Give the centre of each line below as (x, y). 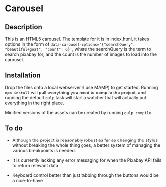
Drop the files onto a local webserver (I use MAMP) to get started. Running (82, 87)
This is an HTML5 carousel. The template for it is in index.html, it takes (77, 39)
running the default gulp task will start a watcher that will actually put (76, 97)
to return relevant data (35, 165)
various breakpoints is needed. (44, 150)
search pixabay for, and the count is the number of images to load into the (81, 54)
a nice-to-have (28, 180)
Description (24, 27)
